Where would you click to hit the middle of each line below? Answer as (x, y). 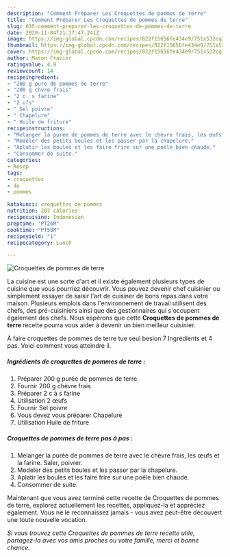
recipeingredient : (33, 77)
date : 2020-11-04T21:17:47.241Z (53, 33)
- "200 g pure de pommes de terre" (58, 84)
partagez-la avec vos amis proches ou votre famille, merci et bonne (103, 541)
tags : (15, 173)
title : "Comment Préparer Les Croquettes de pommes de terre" (98, 20)
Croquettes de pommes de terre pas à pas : (70, 438)
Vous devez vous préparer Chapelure (69, 415)
